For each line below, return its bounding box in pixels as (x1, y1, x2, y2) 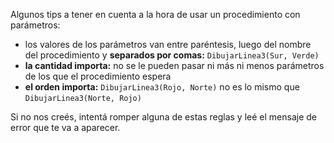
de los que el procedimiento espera (24, 70, 172, 82)
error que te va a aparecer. (10, 122, 121, 133)
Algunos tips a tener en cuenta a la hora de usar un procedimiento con (10, 9, 301, 20)
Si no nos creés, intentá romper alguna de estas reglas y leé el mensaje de (10, 111, 317, 123)
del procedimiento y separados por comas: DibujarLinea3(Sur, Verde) (24, 49, 320, 61)
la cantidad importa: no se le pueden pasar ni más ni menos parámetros (24, 60, 325, 71)
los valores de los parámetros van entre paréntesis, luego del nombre (24, 39, 312, 50)
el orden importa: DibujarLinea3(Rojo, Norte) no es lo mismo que (24, 81, 300, 93)
